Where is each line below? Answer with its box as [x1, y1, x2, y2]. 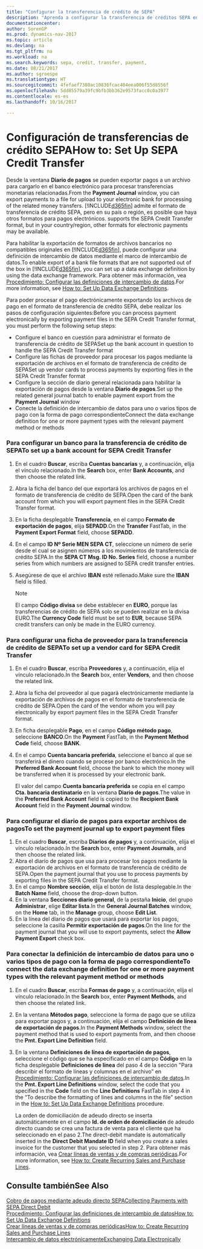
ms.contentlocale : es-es [6, 93, 69, 99]
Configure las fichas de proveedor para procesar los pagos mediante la [14, 353, 193, 360]
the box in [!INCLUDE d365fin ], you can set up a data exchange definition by [6, 265, 195, 273]
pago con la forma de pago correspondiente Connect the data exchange [14, 411, 195, 418]
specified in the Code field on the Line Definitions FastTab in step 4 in [14, 1087, 190, 1094]
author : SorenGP [6, 25, 47, 32]
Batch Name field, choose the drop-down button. [14, 890, 138, 897]
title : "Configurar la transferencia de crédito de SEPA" [6, 8, 155, 15]
